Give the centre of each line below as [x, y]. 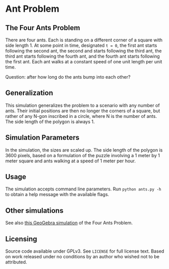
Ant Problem [32, 9]
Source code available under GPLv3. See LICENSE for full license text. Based [85, 251]
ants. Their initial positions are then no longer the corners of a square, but [83, 111]
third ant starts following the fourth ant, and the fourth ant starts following [82, 56]
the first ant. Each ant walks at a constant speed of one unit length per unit [84, 62]
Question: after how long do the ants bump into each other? [68, 77]
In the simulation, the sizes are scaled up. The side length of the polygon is [84, 150]
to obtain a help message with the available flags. [57, 194]
